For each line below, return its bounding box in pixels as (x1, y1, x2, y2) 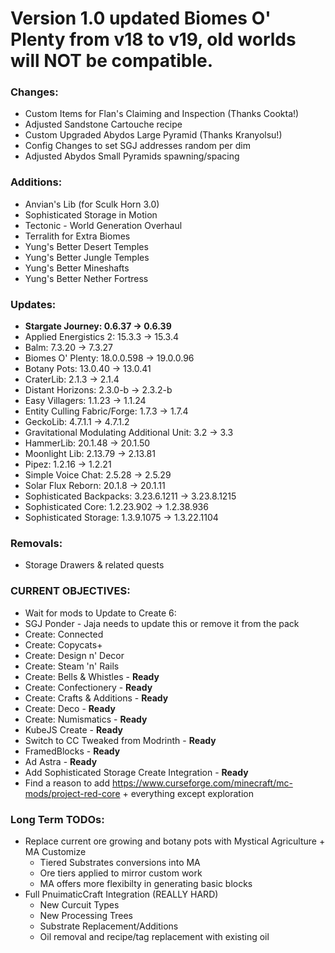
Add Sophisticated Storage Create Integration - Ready (24, 766, 249, 778)
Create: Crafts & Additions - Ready (24, 692, 169, 704)
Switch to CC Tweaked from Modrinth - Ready (24, 734, 217, 746)
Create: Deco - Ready (24, 702, 116, 714)
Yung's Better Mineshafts (24, 262, 130, 274)
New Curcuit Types (39, 898, 120, 911)
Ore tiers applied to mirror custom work (39, 867, 203, 879)
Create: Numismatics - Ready (24, 713, 148, 725)
